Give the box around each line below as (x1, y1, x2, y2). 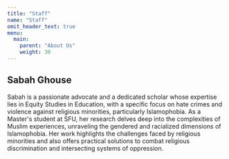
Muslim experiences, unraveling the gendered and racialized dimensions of (7, 122, 221, 130)
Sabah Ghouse (7, 74, 72, 86)
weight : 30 (19, 49, 51, 56)
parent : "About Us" (19, 42, 76, 49)
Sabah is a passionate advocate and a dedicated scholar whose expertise (7, 93, 217, 101)
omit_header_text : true (7, 23, 76, 30)
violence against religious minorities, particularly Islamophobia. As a (7, 107, 201, 115)
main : (13, 36, 30, 43)
